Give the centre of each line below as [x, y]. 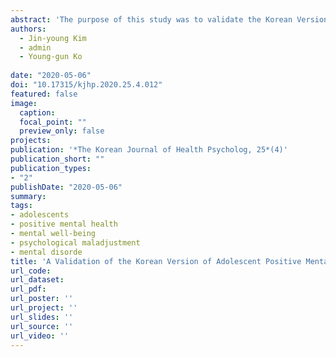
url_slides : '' [42, 317]
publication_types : [51, 168]
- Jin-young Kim [53, 38]
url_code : [31, 271]
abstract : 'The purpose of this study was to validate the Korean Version [169, 19]
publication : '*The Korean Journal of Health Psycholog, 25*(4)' [149, 150]
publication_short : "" [57, 159]
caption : [37, 112]
